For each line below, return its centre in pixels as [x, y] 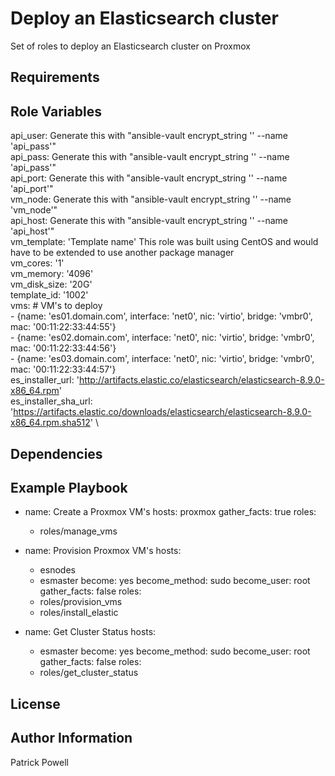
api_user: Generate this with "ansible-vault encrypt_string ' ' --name [149, 136]
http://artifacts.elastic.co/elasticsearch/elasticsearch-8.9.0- [201, 380]
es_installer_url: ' [45, 380]
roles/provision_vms [81, 602]
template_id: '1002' [49, 295]
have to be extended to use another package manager [122, 253]
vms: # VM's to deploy [56, 306]
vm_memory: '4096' [52, 274]
